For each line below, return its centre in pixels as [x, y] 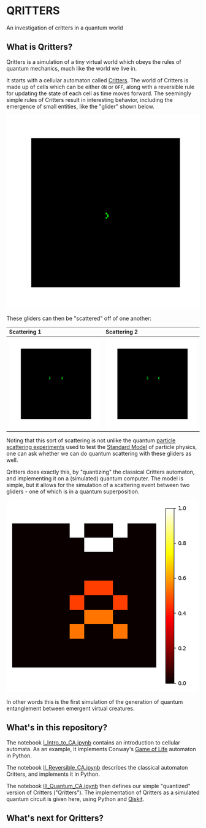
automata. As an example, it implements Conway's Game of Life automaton [101, 749]
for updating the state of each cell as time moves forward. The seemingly [99, 93]
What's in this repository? [57, 728]
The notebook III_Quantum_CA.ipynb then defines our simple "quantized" [99, 786]
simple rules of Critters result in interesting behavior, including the [90, 100]
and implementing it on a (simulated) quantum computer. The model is [95, 478]
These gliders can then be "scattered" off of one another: [79, 318]
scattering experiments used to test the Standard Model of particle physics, [102, 447]
